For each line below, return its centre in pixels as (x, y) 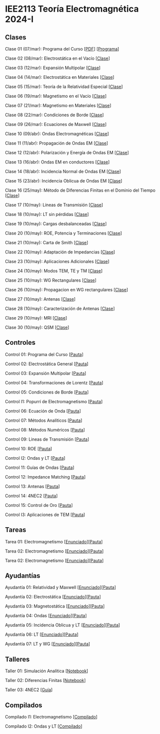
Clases (16, 37)
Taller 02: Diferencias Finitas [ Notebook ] (45, 680)
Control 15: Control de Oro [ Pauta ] (39, 505)
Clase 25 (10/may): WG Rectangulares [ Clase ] (51, 280)
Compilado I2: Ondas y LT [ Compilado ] (44, 726)
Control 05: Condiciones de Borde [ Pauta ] (47, 392)
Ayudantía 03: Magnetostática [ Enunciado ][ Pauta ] (55, 606)
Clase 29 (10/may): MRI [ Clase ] (36, 318)
